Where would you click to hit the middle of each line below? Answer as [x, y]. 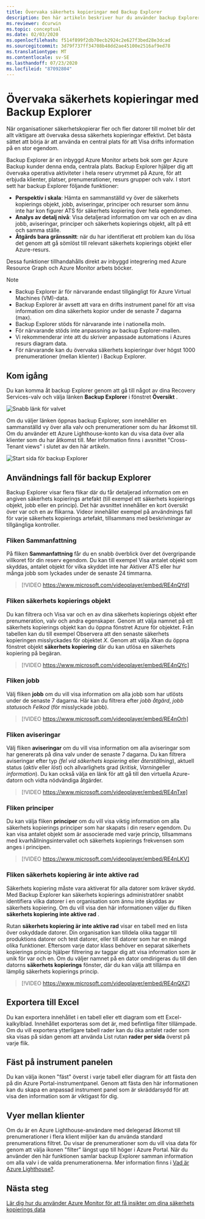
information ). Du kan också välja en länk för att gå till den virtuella [89, 774]
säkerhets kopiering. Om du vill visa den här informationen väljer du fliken [99, 908]
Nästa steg [27, 1188]
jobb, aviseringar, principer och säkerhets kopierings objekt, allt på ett [103, 224]
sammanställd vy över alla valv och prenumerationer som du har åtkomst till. [102, 427]
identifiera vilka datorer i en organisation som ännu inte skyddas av [91, 901]
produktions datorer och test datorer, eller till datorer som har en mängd [97, 939]
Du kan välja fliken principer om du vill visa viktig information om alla [93, 821]
